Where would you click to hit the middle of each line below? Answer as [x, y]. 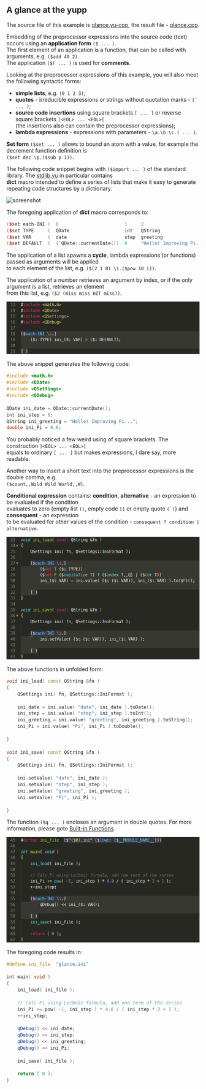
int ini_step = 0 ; [30, 415]
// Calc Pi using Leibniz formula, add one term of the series [100, 1003]
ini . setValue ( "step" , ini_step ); [63, 785]
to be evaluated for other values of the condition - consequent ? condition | [103, 522]
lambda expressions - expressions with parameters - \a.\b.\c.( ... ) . [106, 132]
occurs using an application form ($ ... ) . [61, 43]
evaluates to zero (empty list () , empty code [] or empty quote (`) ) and [97, 509]
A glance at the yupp [47, 10]
